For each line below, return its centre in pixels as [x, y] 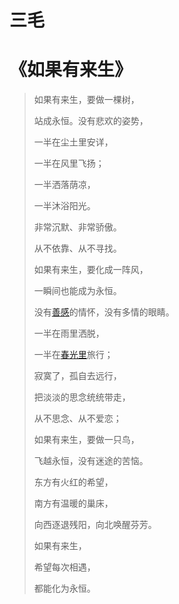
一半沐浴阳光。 [64, 206]
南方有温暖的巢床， [73, 503]
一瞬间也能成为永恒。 [77, 291]
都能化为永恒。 [64, 588]
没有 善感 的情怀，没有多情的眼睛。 [104, 312]
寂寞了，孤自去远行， [77, 376]
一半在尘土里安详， [73, 142]
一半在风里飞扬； [69, 163]
